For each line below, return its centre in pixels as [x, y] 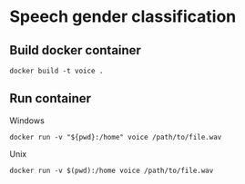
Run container [51, 98]
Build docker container [75, 50]
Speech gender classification [123, 17]
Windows [27, 121]
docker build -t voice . [56, 71]
